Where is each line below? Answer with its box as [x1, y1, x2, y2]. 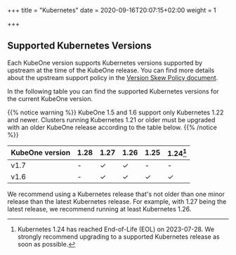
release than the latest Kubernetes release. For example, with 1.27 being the [7, 197, 227, 206]
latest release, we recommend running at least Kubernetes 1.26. [7, 205, 192, 214]
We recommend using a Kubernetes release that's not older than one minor [7, 190, 225, 199]
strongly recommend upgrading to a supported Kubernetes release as [17, 233, 220, 241]
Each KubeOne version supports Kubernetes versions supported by [7, 58, 202, 67]
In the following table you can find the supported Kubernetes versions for [7, 87, 219, 96]
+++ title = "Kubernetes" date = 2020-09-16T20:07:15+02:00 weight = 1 [7, 6, 216, 14]
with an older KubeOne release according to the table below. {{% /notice [7, 123, 218, 131]
